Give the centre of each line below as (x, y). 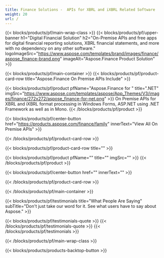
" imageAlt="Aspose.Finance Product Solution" (107, 59)
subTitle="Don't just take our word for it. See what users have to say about (81, 206)
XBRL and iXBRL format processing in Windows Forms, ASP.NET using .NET (82, 104)
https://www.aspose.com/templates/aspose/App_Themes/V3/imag (92, 93)
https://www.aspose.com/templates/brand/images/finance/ (98, 54)
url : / (12, 19)
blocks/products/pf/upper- (131, 33)
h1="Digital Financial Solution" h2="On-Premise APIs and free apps (89, 38)
